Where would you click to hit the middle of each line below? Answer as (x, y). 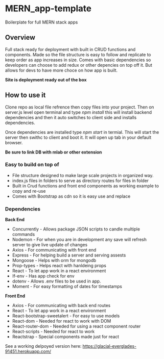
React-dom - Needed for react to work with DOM (61, 321)
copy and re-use (29, 191)
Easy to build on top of (32, 165)
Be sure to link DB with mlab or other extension (54, 152)
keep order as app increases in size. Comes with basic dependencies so (78, 60)
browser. (14, 142)
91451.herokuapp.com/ (28, 352)
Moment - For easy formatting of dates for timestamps (67, 286)
